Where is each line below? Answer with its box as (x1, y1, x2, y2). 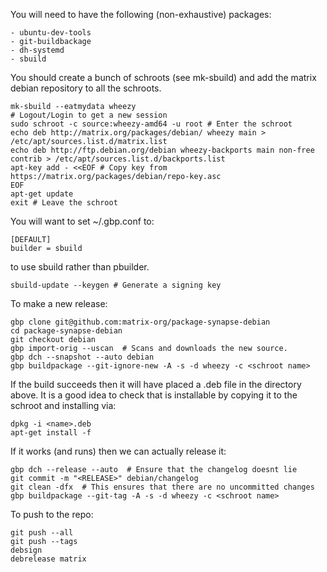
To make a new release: (10, 298, 108, 309)
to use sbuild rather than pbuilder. (10, 261, 150, 273)
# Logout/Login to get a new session (10, 110, 168, 120)
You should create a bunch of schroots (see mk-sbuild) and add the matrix (10, 72, 317, 83)
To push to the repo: (10, 509, 94, 520)
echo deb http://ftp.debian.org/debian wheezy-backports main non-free (10, 145, 315, 155)
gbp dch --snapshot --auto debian (10, 352, 155, 362)
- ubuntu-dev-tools (10, 28, 92, 38)
